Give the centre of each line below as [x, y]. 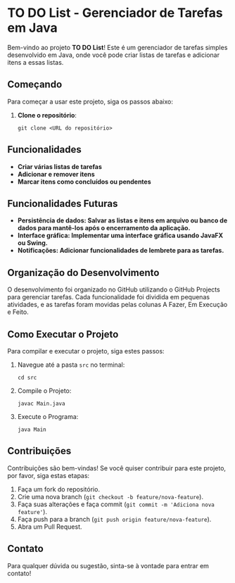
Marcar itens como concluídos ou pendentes [84, 182]
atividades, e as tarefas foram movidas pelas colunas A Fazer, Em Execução [118, 305]
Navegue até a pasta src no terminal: [71, 365]
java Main [32, 430]
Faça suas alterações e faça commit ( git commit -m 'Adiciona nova [116, 504]
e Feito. [18, 312]
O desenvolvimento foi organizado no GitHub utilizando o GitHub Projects [114, 289]
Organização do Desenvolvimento [83, 272]
